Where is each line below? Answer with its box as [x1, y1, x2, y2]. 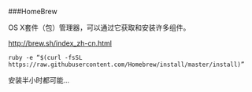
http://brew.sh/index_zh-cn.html [8, 39, 113, 48]
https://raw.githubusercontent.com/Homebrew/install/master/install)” [8, 61, 245, 68]
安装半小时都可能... [8, 75, 70, 85]
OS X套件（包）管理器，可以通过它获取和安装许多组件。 [8, 23, 191, 32]
